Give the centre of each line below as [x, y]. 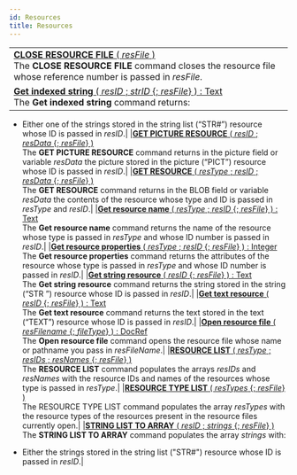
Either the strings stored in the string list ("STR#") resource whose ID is [152, 452]
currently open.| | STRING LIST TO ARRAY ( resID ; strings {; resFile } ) [148, 425]
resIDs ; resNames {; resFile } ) [77, 359]
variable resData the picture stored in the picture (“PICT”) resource [144, 161]
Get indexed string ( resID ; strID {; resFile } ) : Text [118, 91]
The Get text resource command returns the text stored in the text [143, 312]
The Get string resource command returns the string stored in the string [153, 284]
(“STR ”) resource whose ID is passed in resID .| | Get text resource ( [145, 293]
